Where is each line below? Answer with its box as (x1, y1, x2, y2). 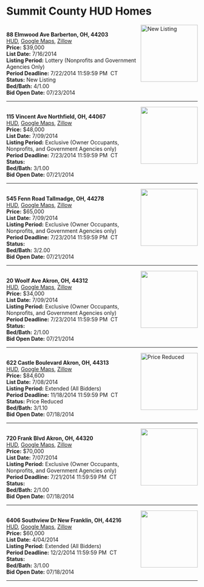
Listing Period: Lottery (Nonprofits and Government (6, 57, 137, 64)
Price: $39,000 (6, 44, 44, 51)
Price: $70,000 (6, 447, 44, 455)
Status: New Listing (6, 76, 56, 83)
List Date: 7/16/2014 (6, 50, 57, 57)
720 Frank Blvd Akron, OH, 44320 (6, 434, 93, 442)
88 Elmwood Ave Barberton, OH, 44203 (6, 30, 109, 38)
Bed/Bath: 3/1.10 (6, 404, 48, 411)
